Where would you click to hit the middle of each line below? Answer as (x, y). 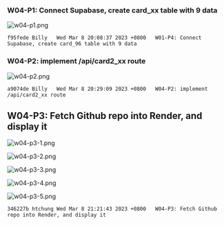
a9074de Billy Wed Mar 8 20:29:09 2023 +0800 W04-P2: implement (108, 89)
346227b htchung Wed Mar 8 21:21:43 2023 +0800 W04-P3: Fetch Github (112, 209)
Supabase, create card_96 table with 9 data (72, 44)
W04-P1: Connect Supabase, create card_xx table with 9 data (112, 10)
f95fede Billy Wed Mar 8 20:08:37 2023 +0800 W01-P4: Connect (104, 38)
